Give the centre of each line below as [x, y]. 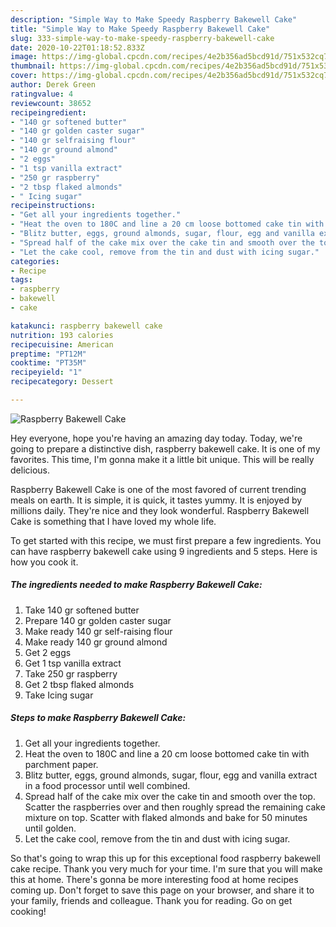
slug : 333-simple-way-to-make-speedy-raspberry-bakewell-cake [142, 38]
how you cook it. [44, 562]
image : [24, 57]
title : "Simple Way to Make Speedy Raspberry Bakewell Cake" [140, 29]
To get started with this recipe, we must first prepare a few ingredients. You [166, 540]
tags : [21, 280]
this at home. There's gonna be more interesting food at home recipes [154, 879]
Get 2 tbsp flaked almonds [79, 684]
